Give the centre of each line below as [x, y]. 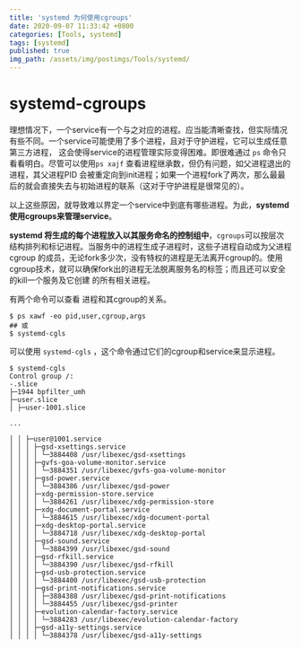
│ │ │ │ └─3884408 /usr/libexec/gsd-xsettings [98, 454]
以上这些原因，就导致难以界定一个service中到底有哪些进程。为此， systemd [149, 205]
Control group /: [42, 376]
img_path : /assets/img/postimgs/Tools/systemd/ [100, 59]
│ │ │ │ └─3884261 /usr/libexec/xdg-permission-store [112, 502]
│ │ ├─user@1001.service [56, 439]
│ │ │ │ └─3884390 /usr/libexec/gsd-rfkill [92, 565]
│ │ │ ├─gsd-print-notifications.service [88, 588]
